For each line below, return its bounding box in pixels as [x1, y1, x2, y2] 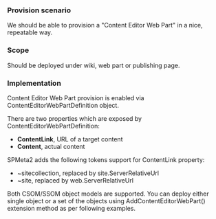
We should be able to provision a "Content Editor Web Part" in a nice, [7, 21, 203, 30]
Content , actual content [17, 142, 85, 150]
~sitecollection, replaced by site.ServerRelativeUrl [17, 169, 160, 177]
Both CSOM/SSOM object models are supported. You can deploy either [7, 189, 209, 198]
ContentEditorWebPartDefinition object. [7, 101, 119, 109]
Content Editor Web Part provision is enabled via [7, 93, 144, 102]
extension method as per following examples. [7, 204, 136, 212]
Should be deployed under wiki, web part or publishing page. [7, 61, 180, 69]
